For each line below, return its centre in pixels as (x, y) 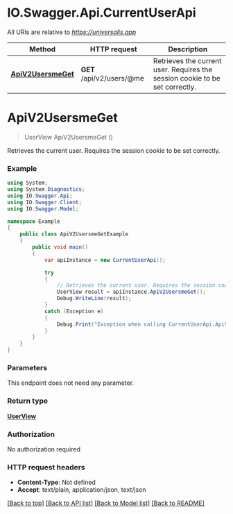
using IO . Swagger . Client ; (44, 202)
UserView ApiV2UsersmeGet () (68, 137)
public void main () (60, 247)
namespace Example (34, 221)
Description (188, 49)
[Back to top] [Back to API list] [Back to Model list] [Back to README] (106, 503)
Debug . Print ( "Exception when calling (111, 324)
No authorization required (44, 449)
